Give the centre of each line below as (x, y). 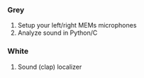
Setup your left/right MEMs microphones (77, 26)
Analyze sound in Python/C (57, 33)
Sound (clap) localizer (50, 67)
